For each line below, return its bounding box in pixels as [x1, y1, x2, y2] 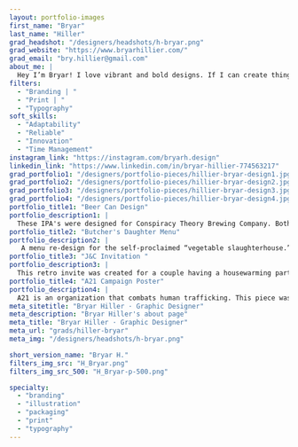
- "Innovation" [17, 137, 74, 145]
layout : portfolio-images [9, 12, 105, 22]
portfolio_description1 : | [9, 210, 109, 220]
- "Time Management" [17, 145, 93, 153]
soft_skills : [9, 112, 58, 121]
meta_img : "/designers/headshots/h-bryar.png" [9, 334, 184, 343]
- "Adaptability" [17, 121, 82, 129]
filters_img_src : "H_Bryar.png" [9, 358, 129, 368]
